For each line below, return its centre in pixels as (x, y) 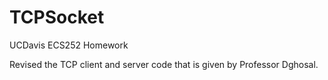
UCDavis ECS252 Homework (69, 45)
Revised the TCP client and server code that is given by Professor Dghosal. (164, 64)
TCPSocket (57, 17)
